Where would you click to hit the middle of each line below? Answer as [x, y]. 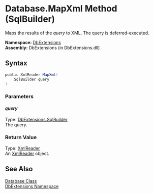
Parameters [19, 97]
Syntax [16, 63]
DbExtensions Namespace [32, 186]
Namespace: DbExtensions [33, 42]
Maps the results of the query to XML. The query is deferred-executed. [77, 33]
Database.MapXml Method [61, 9]
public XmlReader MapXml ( [31, 75]
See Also [19, 169]
